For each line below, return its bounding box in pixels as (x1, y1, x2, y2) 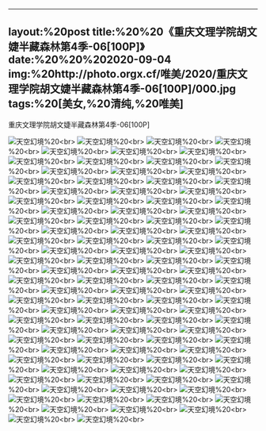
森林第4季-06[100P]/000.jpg (90, 83, 236, 96)
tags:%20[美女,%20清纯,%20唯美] (8, 97, 184, 111)
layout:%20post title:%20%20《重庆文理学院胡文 (8, 25, 257, 39)
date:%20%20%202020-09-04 (8, 53, 172, 67)
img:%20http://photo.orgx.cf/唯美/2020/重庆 (8, 67, 237, 81)
